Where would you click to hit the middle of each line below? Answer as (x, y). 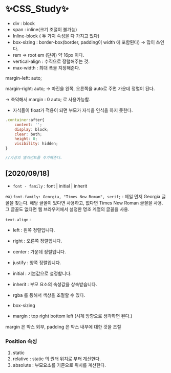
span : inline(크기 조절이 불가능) (45, 29)
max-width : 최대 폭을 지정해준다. (46, 67)
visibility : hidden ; (36, 144)
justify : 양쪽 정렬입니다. (37, 262)
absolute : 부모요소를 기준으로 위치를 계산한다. (59, 365)
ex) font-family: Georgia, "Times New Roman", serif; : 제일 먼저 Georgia (83, 196)
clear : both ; (28, 134)
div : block (24, 23)
